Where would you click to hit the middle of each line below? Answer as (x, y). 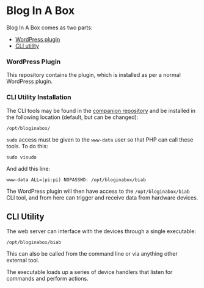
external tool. (23, 261)
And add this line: (28, 168)
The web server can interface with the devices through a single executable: (101, 231)
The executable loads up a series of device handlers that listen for (89, 272)
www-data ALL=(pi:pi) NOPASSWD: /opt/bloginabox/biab (76, 180)
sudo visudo (21, 157)
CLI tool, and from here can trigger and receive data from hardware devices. (102, 197)
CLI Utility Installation (39, 97)
